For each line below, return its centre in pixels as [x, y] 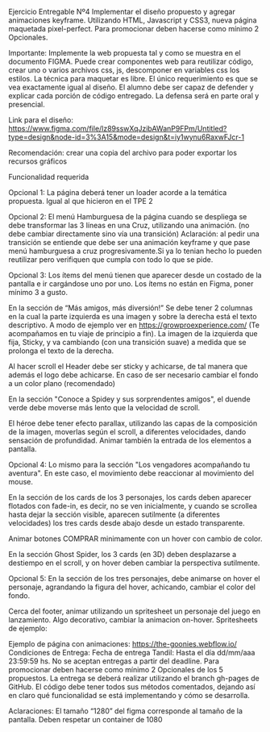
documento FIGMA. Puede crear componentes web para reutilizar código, [131, 61]
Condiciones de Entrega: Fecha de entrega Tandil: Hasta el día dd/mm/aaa [132, 653]
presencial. [27, 104]
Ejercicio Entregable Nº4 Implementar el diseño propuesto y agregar [122, 12]
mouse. [21, 482]
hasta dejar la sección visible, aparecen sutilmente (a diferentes [114, 514]
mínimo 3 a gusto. [38, 292]
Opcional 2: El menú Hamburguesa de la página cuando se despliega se [128, 216]
